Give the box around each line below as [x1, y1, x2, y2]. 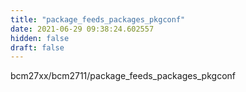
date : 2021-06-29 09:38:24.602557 [10, 24, 155, 34]
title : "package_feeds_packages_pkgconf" [10, 14, 186, 25]
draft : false [10, 42, 65, 53]
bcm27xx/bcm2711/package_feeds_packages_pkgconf [10, 70, 236, 82]
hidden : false [10, 33, 70, 43]
